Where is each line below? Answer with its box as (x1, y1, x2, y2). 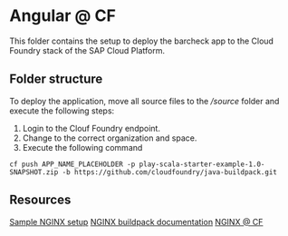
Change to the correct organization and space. (22, 133, 197, 143)
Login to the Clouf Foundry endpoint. (22, 123, 161, 133)
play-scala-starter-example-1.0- (139, 160, 265, 169)
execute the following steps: (9, 105, 115, 116)
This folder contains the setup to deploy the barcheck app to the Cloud (9, 35, 274, 46)
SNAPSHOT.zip (9, 167, 59, 177)
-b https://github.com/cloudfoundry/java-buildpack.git (62, 167, 278, 177)
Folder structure (9, 72, 103, 87)
